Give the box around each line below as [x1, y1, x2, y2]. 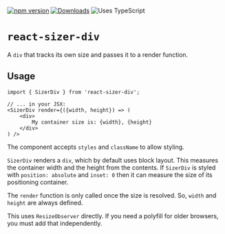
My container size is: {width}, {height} [32, 119, 153, 126]
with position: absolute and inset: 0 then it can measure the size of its [7, 170, 213, 178]
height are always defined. [7, 198, 83, 207]
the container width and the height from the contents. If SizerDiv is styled [7, 163, 216, 172]
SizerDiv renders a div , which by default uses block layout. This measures [7, 156, 219, 164]
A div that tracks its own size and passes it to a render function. [7, 50, 189, 58]
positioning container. [7, 178, 69, 186]
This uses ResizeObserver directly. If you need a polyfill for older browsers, [7, 211, 219, 220]
